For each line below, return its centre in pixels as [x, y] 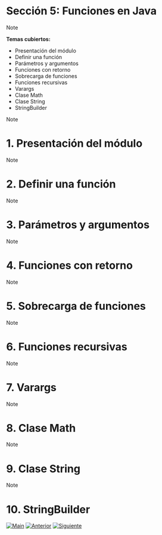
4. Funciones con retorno [69, 265]
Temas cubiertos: [28, 39]
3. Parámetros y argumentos [78, 225]
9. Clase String [43, 468]
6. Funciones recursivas [67, 347]
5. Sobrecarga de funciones [76, 306]
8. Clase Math [41, 428]
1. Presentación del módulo [74, 144]
